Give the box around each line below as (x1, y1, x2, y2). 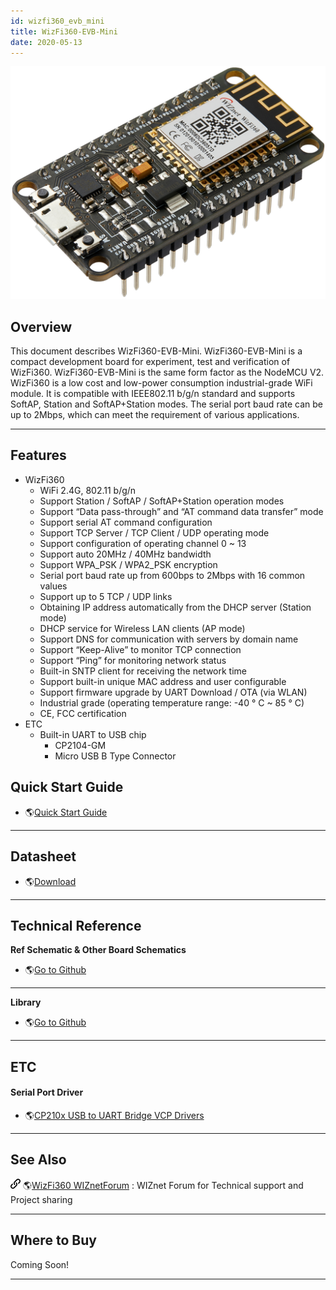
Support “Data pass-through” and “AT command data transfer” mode (39, 505, 324, 517)
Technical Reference (10, 917, 142, 934)
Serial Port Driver (10, 1086, 84, 1099)
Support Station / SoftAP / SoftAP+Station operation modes (39, 495, 285, 507)
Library (10, 996, 42, 1009)
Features (10, 447, 67, 464)
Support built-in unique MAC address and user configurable (39, 675, 287, 687)
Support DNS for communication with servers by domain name (39, 633, 299, 645)
